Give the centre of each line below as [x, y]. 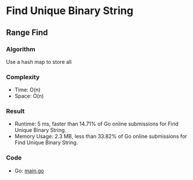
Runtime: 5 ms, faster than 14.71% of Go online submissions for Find [96, 124]
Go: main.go [29, 171]
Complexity [23, 77]
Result [15, 111]
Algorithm [21, 49]
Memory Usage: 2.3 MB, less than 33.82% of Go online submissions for [101, 137]
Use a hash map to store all [39, 62]
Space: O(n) [29, 96]
